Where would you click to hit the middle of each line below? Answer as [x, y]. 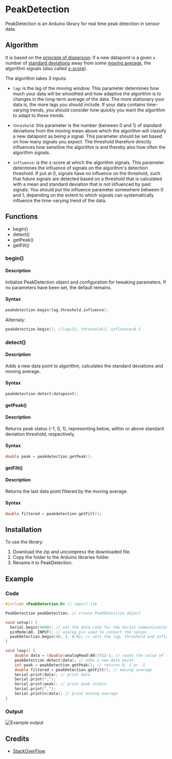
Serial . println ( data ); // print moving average [66, 694]
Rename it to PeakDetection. [43, 563]
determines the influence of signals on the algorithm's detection [80, 168]
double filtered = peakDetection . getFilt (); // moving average [83, 670]
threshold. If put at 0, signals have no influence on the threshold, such [86, 173]
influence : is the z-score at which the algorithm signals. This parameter [89, 162]
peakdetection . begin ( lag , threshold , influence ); [57, 310]
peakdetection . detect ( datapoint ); [42, 394]
